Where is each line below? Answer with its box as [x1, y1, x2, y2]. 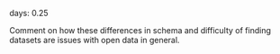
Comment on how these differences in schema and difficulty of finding [9, 25, 272, 35]
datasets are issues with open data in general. [9, 35, 180, 45]
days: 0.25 [9, 8, 49, 18]
